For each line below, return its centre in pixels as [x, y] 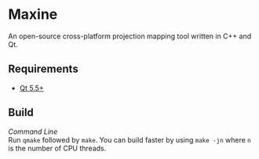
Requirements [43, 69]
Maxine [33, 14]
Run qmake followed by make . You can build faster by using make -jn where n [129, 139]
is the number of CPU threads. [57, 148]
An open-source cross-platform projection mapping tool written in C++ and [130, 36]
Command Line [33, 132]
